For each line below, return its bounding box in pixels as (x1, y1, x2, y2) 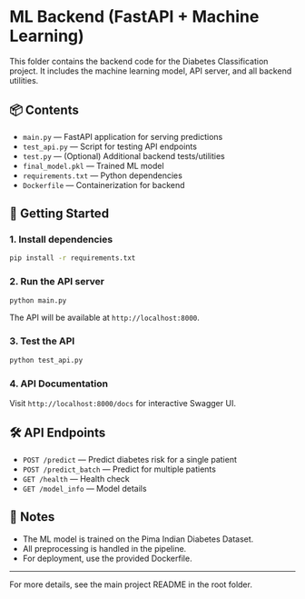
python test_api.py (9, 355, 84, 364)
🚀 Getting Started (9, 206, 110, 222)
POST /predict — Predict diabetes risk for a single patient (22, 454, 238, 464)
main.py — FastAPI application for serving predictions (22, 131, 223, 142)
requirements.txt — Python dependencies (22, 170, 183, 181)
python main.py (9, 295, 67, 305)
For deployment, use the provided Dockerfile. (22, 553, 192, 564)
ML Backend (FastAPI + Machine (9, 6, 260, 27)
